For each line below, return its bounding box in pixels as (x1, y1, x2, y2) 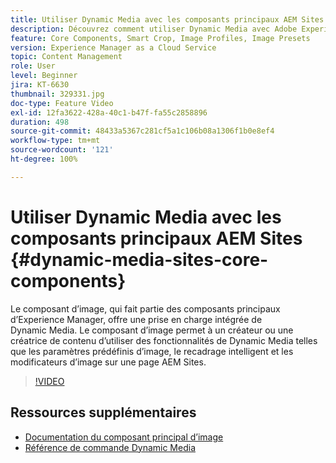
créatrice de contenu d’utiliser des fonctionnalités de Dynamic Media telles (10, 334, 318, 346)
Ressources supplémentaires (10, 404, 197, 421)
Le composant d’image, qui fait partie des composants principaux (10, 302, 281, 315)
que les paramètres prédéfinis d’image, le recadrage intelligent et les (10, 345, 294, 357)
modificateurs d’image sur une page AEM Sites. (10, 356, 207, 368)
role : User (10, 61, 56, 71)
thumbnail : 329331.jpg (10, 89, 105, 99)
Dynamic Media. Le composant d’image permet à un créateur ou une (10, 324, 294, 336)
